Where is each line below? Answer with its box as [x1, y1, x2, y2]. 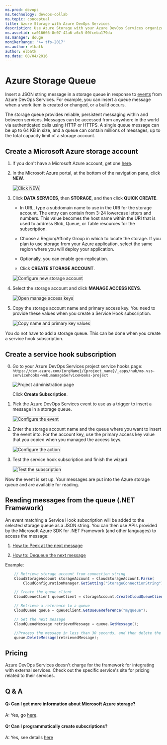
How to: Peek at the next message [12, 543, 83, 549]
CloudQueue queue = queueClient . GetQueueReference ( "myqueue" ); [14, 608, 148, 613]
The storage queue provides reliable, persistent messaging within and [5, 111, 148, 117]
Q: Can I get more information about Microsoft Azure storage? [5, 701, 136, 707]
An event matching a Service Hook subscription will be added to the [5, 517, 145, 523]
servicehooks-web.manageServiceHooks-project [12, 372, 108, 378]
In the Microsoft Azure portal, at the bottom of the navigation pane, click [12, 170, 161, 176]
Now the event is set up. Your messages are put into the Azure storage [5, 476, 150, 482]
